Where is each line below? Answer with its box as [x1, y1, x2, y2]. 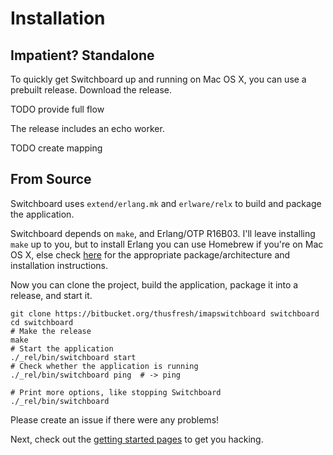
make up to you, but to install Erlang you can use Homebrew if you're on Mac [10, 238, 324, 250]
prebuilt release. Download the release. [10, 84, 172, 96]
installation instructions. [10, 259, 109, 271]
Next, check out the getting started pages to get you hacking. [10, 433, 264, 445]
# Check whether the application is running [10, 361, 199, 371]
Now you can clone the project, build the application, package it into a [10, 278, 299, 291]
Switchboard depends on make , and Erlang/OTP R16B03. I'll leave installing [10, 227, 316, 239]
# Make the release [10, 326, 92, 336]
